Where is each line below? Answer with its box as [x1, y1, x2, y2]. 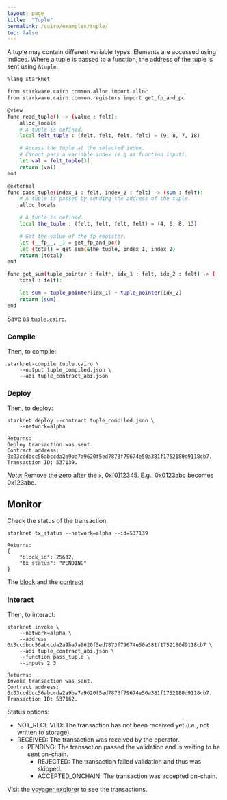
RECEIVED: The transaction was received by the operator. [16, 736, 180, 744]
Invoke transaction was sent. [7, 678, 94, 685]
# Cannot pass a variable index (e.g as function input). [19, 151, 188, 158]
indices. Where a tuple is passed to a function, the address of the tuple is [7, 56, 213, 64]
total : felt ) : [19, 277, 63, 284]
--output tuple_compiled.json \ [19, 366, 111, 374]
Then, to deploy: [7, 404, 53, 412]
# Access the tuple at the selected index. [19, 145, 146, 151]
